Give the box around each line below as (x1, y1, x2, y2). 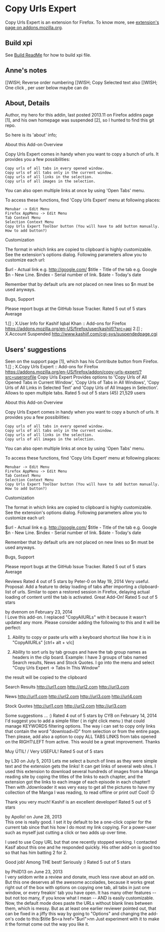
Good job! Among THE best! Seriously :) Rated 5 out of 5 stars (5, 859, 131, 865)
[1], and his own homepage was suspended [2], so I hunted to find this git (5, 117, 154, 123)
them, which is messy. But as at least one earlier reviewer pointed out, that (5, 905, 157, 911)
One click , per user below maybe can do (5, 84, 89, 90)
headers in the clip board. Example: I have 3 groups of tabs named (12, 655, 148, 660)
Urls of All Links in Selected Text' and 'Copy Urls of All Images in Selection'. (5, 385, 159, 390)
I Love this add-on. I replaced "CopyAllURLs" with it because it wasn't (5, 614, 147, 620)
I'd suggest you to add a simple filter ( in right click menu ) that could (5, 718, 145, 724)
